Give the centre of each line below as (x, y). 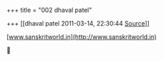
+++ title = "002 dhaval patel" (49, 10)
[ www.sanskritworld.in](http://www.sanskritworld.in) (82, 37)
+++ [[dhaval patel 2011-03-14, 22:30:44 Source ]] (78, 23)
